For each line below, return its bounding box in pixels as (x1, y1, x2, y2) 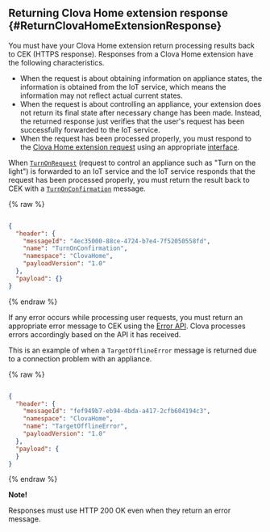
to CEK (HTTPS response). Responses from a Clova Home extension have (8, 49, 254, 59)
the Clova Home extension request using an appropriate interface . (19, 141, 240, 152)
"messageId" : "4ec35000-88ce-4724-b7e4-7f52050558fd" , (23, 237, 211, 245)
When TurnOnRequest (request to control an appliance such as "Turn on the (8, 158, 256, 167)
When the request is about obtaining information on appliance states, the (19, 73, 263, 83)
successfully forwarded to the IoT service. (19, 125, 160, 134)
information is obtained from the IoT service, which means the (19, 82, 226, 91)
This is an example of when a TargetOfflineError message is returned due (8, 345, 257, 355)
